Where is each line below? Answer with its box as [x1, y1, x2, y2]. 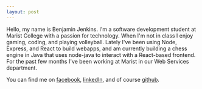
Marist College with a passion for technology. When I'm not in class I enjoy [6, 31, 193, 39]
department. [6, 64, 38, 71]
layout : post [6, 8, 40, 15]
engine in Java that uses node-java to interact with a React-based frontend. [6, 51, 196, 58]
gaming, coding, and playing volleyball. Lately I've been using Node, [6, 38, 178, 45]
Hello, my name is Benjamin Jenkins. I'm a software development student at [6, 25, 197, 33]
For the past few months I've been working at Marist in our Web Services [6, 58, 189, 65]
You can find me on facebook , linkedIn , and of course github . [6, 76, 160, 83]
